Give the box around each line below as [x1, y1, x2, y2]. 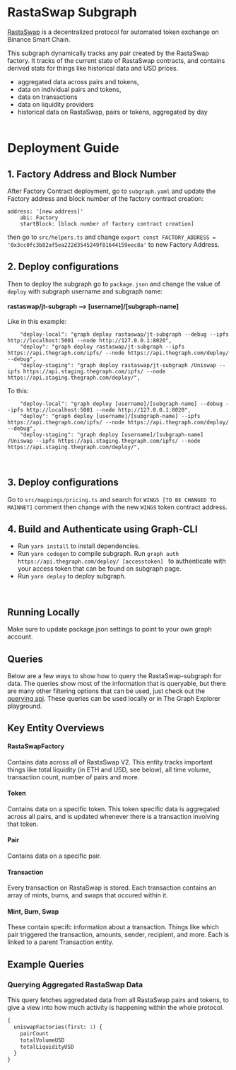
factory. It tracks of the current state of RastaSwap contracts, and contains [7, 56, 225, 64]
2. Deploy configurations [7, 261, 119, 273]
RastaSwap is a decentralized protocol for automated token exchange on [7, 28, 219, 36]
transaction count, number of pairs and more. [7, 772, 140, 781]
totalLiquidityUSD [20, 1043, 74, 1050]
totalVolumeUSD [20, 1037, 65, 1044]
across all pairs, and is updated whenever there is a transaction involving [7, 812, 220, 820]
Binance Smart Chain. [7, 35, 71, 43]
